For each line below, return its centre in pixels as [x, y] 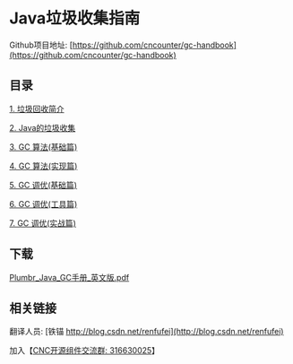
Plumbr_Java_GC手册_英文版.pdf [69, 277]
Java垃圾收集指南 [75, 18]
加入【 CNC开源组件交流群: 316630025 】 [84, 351]
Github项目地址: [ [41, 45]
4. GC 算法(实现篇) [43, 166]
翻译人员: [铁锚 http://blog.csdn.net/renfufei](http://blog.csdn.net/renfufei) [146, 332]
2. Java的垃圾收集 [43, 127]
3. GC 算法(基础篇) [43, 147]
